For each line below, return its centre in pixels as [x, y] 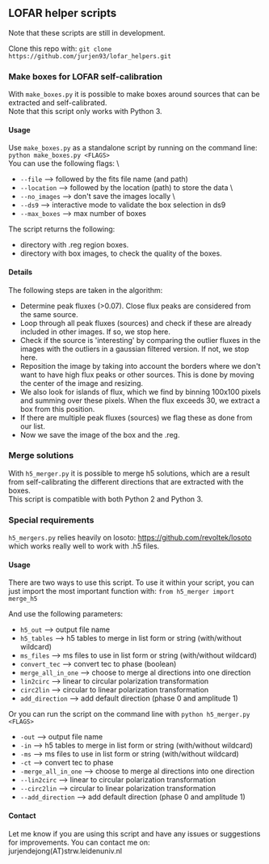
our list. [33, 426]
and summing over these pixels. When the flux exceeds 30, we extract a [140, 400]
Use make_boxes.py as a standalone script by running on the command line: [133, 148]
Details [21, 272]
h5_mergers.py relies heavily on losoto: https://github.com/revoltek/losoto [130, 538]
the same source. [49, 314]
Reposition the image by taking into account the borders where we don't [140, 366]
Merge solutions [41, 455]
